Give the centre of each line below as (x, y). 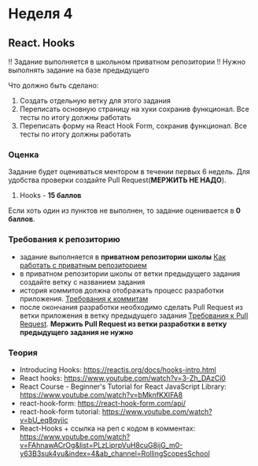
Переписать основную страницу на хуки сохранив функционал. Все (134, 109)
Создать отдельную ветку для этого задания (95, 101)
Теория (23, 352)
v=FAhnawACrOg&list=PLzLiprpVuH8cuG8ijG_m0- (101, 445)
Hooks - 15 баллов (50, 196)
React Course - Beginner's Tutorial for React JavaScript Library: (123, 386)
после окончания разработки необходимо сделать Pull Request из (131, 307)
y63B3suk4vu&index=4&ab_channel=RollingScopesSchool (114, 453)
